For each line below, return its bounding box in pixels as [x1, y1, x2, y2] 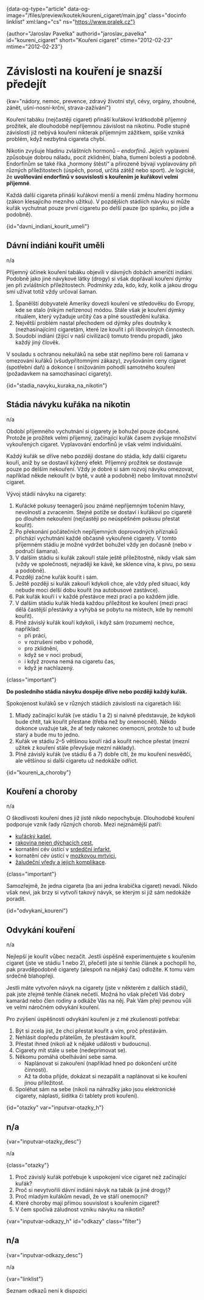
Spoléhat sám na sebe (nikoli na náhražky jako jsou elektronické [15, 1086, 176, 1093]
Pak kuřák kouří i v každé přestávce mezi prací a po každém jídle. [15, 592, 180, 600]
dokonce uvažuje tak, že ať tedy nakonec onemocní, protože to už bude [15, 724, 196, 732]
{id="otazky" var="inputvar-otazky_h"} [6, 1104, 104, 1111]
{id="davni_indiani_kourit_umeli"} [6, 222, 90, 230]
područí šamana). [15, 547, 60, 554]
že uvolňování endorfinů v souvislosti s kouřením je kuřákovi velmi [6, 173, 178, 180]
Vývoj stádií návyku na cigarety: [6, 490, 86, 497]
